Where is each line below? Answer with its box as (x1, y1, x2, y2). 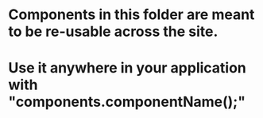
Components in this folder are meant (8, 6, 255, 24)
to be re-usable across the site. (8, 22, 219, 41)
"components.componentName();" (8, 93, 246, 111)
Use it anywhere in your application (8, 59, 246, 77)
